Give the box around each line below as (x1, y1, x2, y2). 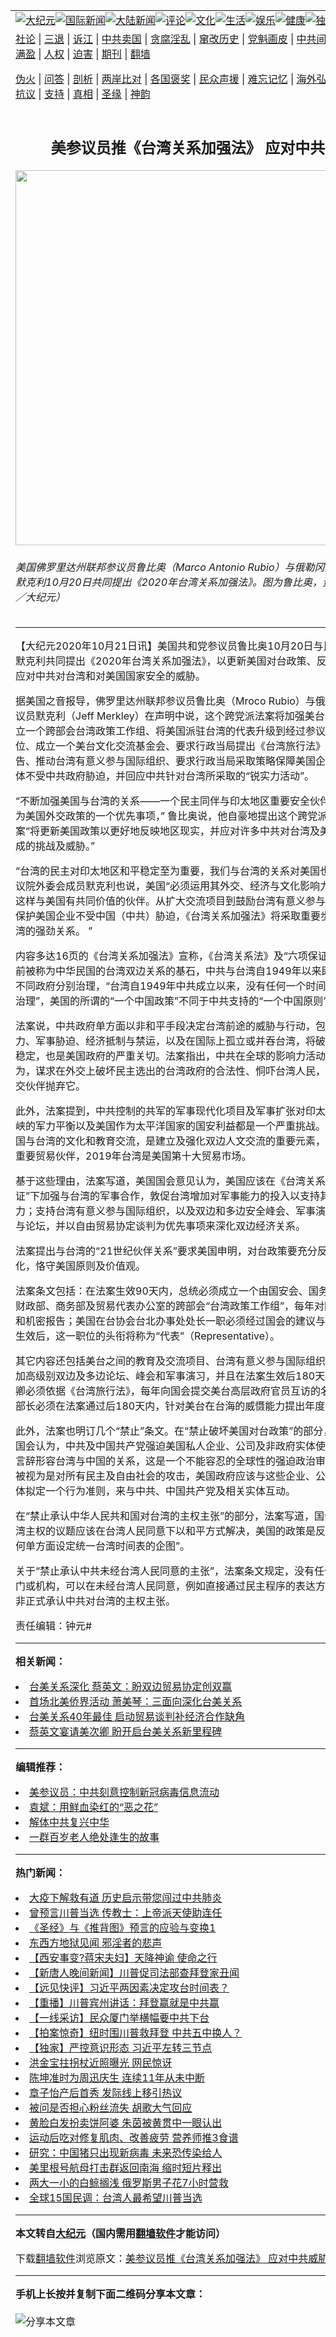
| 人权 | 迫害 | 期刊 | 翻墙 (38, 47, 151, 61)
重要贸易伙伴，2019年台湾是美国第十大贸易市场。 (15, 1149, 252, 1163)
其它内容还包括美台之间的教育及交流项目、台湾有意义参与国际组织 (15, 1354, 327, 1368)
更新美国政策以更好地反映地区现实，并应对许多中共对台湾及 (39, 824, 321, 838)
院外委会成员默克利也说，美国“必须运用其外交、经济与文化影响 (25, 879, 321, 893)
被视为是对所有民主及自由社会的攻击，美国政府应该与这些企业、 (15, 1469, 317, 1483)
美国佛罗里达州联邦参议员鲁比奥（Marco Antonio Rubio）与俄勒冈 (15, 560, 325, 574)
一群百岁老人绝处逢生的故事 (29, 1830, 160, 1844)
